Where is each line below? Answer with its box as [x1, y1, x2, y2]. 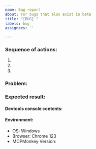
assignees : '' [5, 26, 34, 31]
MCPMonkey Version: [12, 139, 57, 145]
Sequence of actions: [5, 46, 58, 53]
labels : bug [5, 21, 30, 26]
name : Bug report [5, 7, 41, 12]
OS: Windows [12, 128, 40, 134]
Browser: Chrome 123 [12, 133, 57, 139]
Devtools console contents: [5, 106, 63, 112]
